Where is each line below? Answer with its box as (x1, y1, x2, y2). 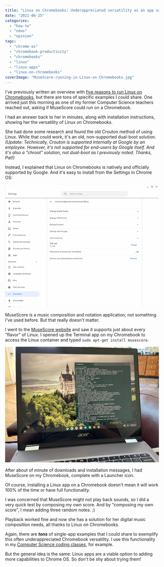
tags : (5, 39, 16, 44)
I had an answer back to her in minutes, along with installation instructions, (5, 114, 155, 120)
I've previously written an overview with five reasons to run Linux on (5, 89, 143, 95)
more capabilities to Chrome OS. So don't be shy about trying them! (5, 556, 142, 562)
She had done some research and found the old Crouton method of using (5, 129, 153, 135)
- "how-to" (9, 23, 32, 28)
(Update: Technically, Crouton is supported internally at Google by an (5, 139, 145, 145)
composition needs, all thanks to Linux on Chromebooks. (5, 522, 120, 528)
